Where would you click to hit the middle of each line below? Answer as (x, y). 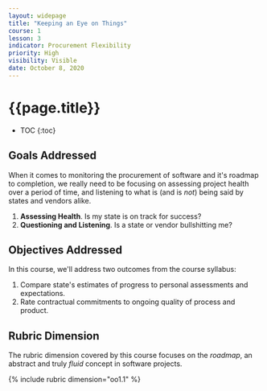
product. (34, 311)
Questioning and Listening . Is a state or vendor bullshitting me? (126, 224)
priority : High (34, 53)
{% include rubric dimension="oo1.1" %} (74, 380)
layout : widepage (37, 16)
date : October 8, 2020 (46, 68)
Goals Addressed (52, 156)
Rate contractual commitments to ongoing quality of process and (127, 302)
